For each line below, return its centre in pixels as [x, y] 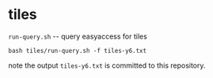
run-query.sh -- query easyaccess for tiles [78, 36]
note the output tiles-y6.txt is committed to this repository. [107, 65]
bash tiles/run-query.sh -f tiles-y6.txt [78, 50]
